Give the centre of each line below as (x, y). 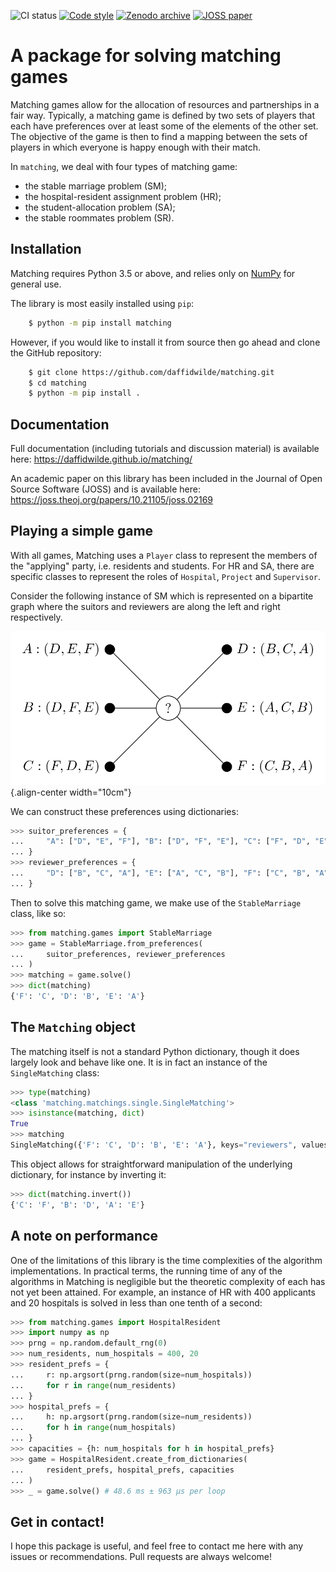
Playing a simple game (82, 531)
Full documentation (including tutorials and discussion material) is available (165, 449)
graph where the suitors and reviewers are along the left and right (145, 606)
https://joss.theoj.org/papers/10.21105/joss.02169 (112, 500)
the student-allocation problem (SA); (100, 207)
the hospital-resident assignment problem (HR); (123, 196)
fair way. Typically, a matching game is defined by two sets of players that (162, 115)
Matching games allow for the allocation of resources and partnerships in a (165, 104)
